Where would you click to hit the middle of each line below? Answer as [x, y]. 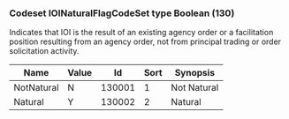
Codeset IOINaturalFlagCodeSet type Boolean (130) [122, 13]
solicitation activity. [44, 51]
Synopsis [194, 73]
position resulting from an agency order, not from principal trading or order [145, 41]
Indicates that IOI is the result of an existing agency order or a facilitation [141, 33]
